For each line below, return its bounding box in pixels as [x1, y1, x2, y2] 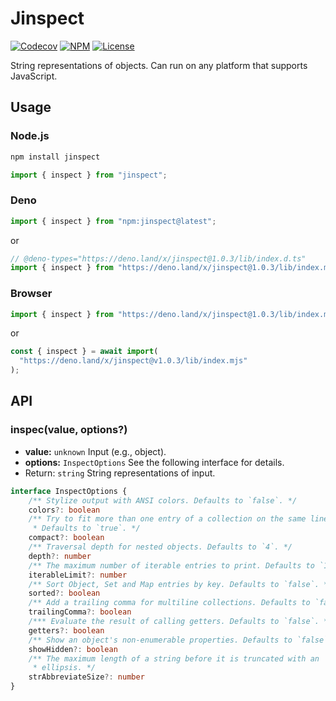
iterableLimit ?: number [28, 570, 128, 580]
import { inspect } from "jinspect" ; [10, 170, 168, 180]
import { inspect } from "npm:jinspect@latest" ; [10, 216, 217, 226]
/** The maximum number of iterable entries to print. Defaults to [28, 560, 315, 571]
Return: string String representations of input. [24, 467, 216, 479]
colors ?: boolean [28, 505, 101, 515]
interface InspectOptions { [10, 486, 128, 496]
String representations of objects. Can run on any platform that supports [10, 59, 308, 71]
